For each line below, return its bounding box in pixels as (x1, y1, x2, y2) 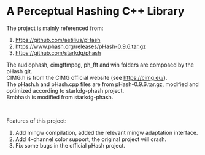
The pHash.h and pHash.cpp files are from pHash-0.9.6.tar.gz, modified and (6, 81, 199, 88)
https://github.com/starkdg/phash (15, 49, 101, 56)
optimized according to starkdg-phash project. (6, 87, 125, 94)
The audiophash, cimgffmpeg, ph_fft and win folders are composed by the (6, 61, 195, 68)
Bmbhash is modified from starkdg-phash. (6, 93, 114, 101)
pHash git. (6, 67, 33, 74)
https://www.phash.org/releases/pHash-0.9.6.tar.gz (15, 43, 146, 50)
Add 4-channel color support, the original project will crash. (15, 135, 167, 143)
